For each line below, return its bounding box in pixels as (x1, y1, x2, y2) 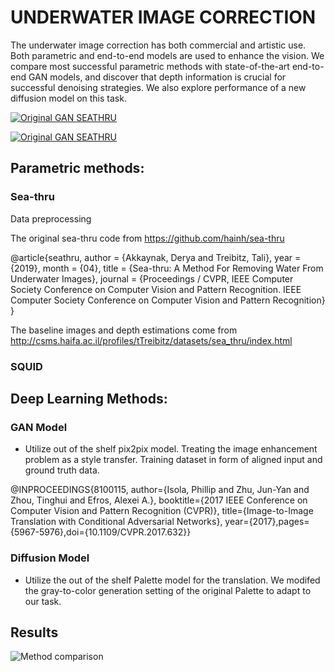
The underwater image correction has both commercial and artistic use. (10, 39, 307, 51)
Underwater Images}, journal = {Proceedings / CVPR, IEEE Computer (10, 272, 294, 285)
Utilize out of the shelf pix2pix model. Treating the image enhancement (24, 443, 318, 455)
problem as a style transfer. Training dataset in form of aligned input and (24, 454, 323, 466)
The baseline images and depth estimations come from (10, 324, 238, 336)
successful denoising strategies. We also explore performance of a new (10, 81, 307, 93)
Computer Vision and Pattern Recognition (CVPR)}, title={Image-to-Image (10, 505, 314, 517)
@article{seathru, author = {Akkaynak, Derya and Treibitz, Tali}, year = (10, 251, 302, 263)
